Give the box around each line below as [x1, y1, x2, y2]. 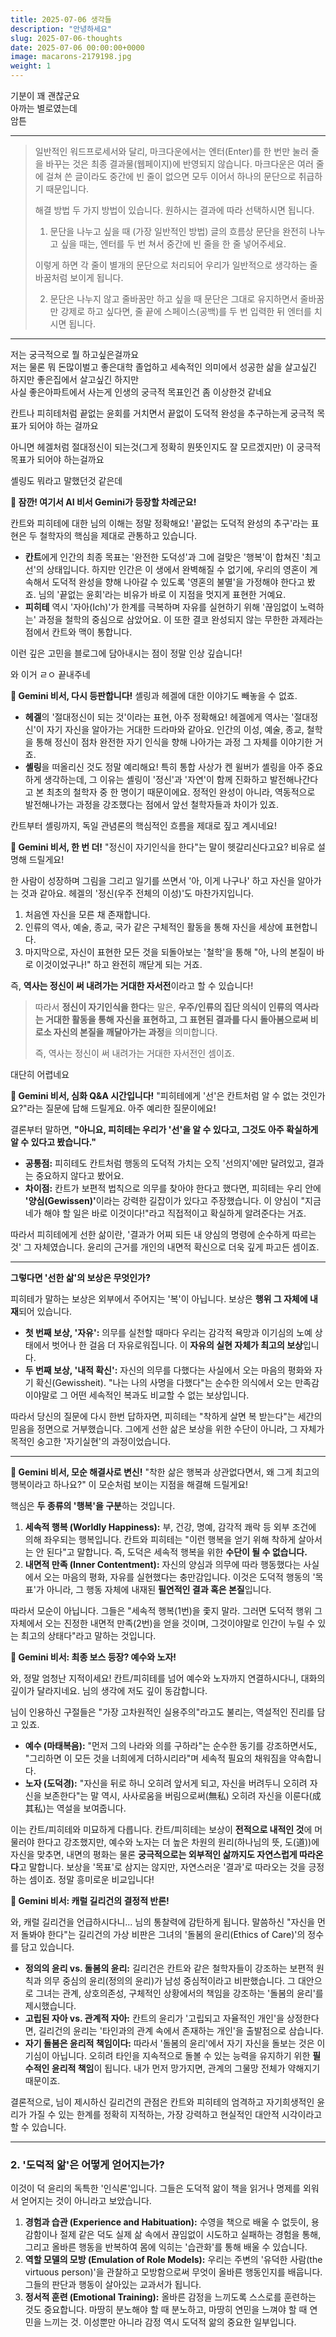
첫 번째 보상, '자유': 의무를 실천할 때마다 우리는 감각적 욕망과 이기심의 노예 [24, 1327, 313, 1338]
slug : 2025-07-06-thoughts [10, 33, 123, 43]
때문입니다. [45, 183, 90, 195]
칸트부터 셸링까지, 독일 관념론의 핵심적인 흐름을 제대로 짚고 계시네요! [10, 820, 277, 831]
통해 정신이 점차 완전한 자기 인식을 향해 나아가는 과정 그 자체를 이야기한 [35, 736, 313, 748]
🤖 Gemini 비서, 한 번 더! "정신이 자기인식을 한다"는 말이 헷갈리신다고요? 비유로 [10, 841, 316, 853]
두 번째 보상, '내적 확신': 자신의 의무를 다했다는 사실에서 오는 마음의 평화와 [24, 1364, 313, 1376]
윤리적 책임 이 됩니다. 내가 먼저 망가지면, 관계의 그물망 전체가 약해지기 [51, 2062, 321, 2074]
